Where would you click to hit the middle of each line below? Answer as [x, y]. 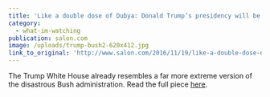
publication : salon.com [48, 38]
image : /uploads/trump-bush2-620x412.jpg [79, 46]
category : [25, 23]
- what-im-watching [48, 30]
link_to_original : [39, 53]
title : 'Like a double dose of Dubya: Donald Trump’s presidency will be [135, 16]
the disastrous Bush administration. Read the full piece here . [108, 84]
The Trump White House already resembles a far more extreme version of [131, 76]
